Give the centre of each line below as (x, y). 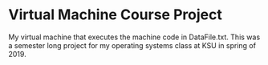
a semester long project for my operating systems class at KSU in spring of (132, 45)
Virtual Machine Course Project (115, 15)
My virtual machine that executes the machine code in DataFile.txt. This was (134, 37)
